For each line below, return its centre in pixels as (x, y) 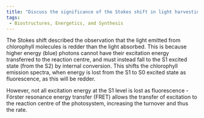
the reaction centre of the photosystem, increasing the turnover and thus (97, 103)
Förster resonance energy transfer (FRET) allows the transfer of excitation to (102, 97)
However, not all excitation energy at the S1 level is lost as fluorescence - (97, 91)
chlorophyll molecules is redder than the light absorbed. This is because (97, 47)
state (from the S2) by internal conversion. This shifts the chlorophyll (92, 66)
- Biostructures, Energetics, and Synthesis (66, 23)
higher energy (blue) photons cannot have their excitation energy (88, 53)
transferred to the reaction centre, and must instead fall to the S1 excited (97, 60)
